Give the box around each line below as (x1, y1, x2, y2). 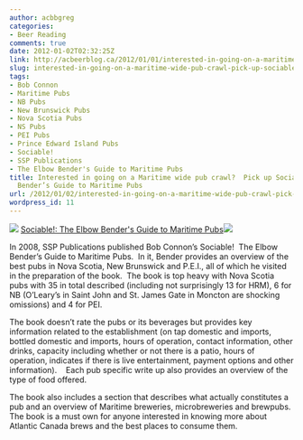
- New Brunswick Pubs (9, 106, 91, 115)
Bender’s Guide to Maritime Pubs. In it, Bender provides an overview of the (9, 250, 289, 262)
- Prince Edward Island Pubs (9, 139, 119, 148)
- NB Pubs (9, 97, 47, 107)
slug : (9, 64, 30, 73)
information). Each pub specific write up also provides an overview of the (9, 364, 289, 375)
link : (9, 55, 30, 64)
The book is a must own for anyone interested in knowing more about (9, 410, 268, 421)
